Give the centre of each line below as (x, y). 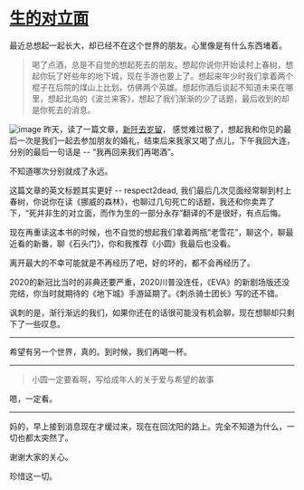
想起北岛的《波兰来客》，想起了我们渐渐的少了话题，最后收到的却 (168, 98)
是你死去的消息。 (63, 110)
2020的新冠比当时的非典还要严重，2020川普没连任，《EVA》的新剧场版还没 (150, 282)
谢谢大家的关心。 (41, 456)
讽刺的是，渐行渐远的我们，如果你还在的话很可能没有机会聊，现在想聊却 (144, 312)
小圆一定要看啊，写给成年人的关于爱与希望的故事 (123, 379)
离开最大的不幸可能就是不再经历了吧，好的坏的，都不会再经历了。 (132, 263)
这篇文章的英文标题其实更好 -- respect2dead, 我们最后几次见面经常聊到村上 (151, 190)
